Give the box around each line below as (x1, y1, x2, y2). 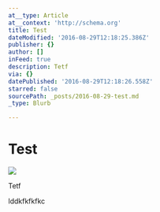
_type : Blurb (8, 99, 51, 107)
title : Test (8, 26, 47, 34)
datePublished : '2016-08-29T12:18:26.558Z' (8, 77, 154, 85)
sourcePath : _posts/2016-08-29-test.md (8, 92, 140, 100)
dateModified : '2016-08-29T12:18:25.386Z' (8, 33, 150, 42)
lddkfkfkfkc (8, 196, 46, 206)
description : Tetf (8, 63, 69, 71)
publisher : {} (8, 41, 55, 49)
